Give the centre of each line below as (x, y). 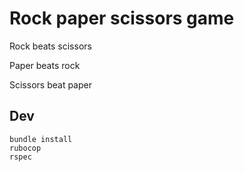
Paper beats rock (45, 65)
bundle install (41, 139)
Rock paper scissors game (122, 18)
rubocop (25, 148)
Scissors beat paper (50, 84)
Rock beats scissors (50, 46)
